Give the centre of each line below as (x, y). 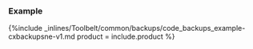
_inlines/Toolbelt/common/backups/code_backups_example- (145, 28)
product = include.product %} (126, 36)
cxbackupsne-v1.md (42, 36)
